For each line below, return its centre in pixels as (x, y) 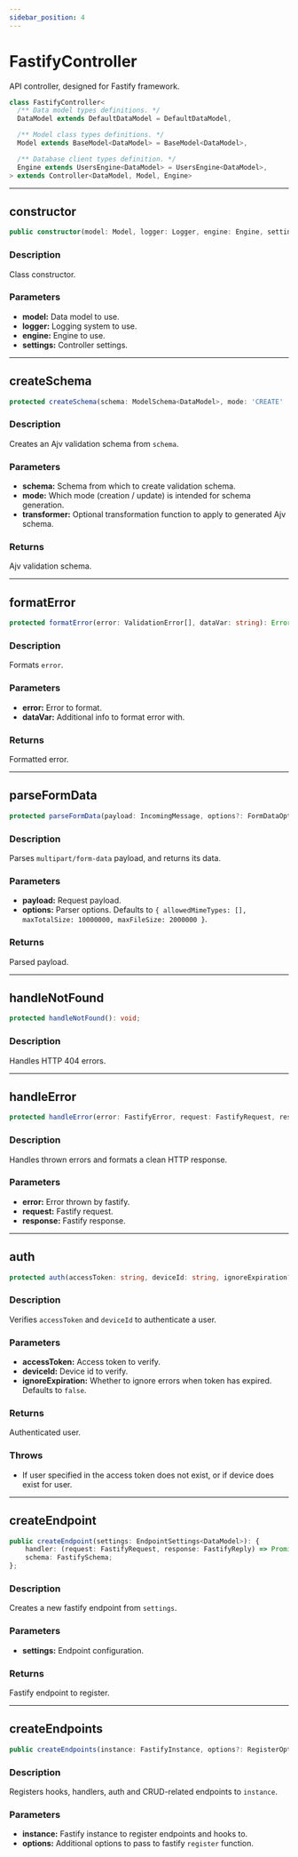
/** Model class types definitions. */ (91, 135)
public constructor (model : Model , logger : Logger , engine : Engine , (137, 232)
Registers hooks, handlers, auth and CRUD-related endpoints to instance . (143, 1791)
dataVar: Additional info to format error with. (103, 717)
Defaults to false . (54, 1391)
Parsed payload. (39, 961)
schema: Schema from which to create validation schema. (129, 486)
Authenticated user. (45, 1432)
